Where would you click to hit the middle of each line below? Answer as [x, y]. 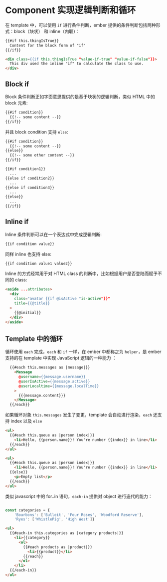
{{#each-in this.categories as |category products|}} [67, 533]
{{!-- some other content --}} [42, 155]
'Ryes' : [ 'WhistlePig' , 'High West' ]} [54, 519]
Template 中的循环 [34, 339]
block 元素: [17, 103]
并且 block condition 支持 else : [37, 132]
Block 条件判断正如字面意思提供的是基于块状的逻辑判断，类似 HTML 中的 [80, 96]
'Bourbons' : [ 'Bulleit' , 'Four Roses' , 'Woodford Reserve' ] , [79, 515]
